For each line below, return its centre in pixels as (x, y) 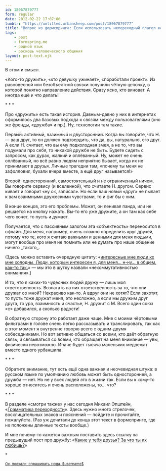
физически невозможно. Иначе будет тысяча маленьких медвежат (76, 345)
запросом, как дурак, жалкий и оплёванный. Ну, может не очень (74, 156)
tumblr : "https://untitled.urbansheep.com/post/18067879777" (69, 24)
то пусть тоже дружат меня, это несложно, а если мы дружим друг (77, 298)
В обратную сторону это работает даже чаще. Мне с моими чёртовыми (81, 318)
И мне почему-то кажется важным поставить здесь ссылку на (72, 435)
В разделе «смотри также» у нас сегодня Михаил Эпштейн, (68, 404)
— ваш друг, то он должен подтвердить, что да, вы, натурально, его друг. (83, 140)
